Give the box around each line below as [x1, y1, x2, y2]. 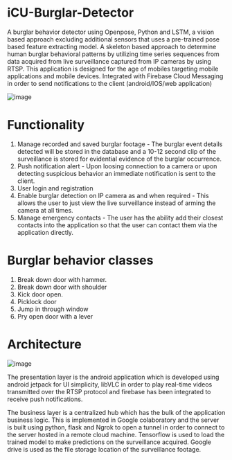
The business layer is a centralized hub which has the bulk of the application [7, 408, 226, 416]
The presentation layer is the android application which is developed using [7, 373, 220, 381]
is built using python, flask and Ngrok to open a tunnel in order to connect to [7, 423, 225, 431]
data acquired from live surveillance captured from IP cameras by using [7, 57, 211, 65]
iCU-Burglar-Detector [7, 5, 134, 21]
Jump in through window [17, 305, 89, 313]
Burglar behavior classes [7, 253, 154, 268]
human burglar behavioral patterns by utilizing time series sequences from [7, 50, 220, 58]
